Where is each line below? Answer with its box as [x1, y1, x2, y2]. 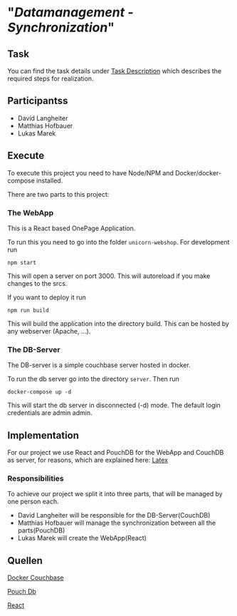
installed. [36, 176, 63, 185]
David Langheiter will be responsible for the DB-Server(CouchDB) [17, 511, 211, 520]
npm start [7, 259, 37, 266]
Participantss [7, 95, 68, 107]
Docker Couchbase [7, 573, 64, 582]
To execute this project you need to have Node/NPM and [7, 168, 174, 177]
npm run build [7, 307, 50, 314]
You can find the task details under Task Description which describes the [7, 67, 222, 75]
